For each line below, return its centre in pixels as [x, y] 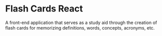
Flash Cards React [44, 9]
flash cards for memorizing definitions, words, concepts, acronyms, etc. [80, 27]
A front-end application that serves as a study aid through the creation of [81, 22]
